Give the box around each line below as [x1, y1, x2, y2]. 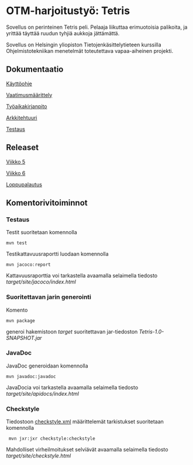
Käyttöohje [6, 80, 32, 87]
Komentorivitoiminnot [6, 198, 88, 208]
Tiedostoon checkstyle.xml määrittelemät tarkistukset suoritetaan [6, 418, 164, 425]
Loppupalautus [6, 181, 43, 188]
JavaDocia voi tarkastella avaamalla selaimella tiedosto [6, 383, 139, 391]
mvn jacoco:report [6, 262, 51, 268]
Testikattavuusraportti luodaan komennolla [6, 251, 109, 258]
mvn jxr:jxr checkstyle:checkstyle [8, 436, 95, 442]
